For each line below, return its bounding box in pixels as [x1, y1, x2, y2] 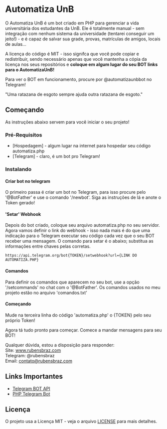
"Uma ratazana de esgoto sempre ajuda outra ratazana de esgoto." [5, 91, 143, 97]
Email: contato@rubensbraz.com [5, 358, 72, 364]
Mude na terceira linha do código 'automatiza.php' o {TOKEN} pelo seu [5, 312, 151, 318]
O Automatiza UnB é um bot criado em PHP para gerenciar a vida [5, 20, 139, 26]
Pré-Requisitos [5, 131, 42, 138]
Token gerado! [5, 200, 35, 206]
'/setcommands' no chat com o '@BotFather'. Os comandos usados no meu [5, 284, 161, 290]
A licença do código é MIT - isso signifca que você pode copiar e [5, 51, 140, 57]
